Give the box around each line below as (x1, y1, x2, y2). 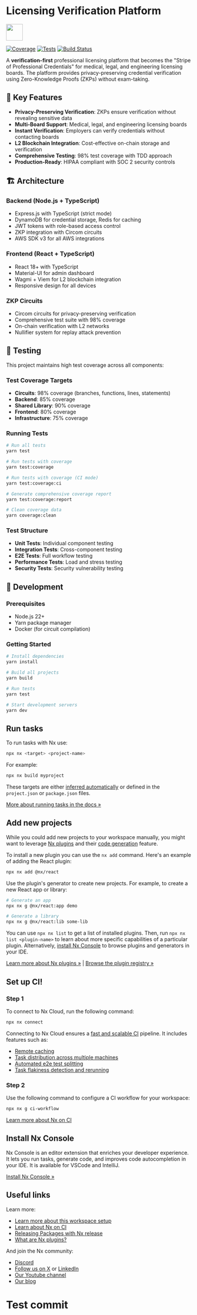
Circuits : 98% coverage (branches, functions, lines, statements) (14, 390, 171, 397)
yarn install (6, 659, 38, 665)
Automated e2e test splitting (14, 1060, 84, 1067)
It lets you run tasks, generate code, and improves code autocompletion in (6, 1155, 186, 1162)
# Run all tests (6, 443, 46, 449)
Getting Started (6, 640, 51, 648)
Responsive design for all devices (14, 281, 96, 289)
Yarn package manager (14, 620, 72, 627)
